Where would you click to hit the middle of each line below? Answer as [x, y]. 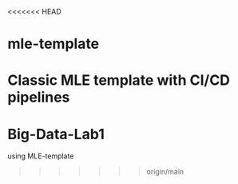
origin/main [165, 172]
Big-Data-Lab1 [56, 134]
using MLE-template [41, 156]
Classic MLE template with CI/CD [119, 80]
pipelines [39, 97]
